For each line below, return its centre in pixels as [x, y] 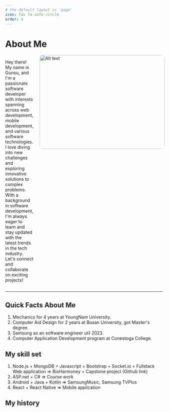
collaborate [17, 270]
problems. [15, 190]
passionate [16, 84]
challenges [16, 158]
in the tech [16, 248]
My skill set [23, 354]
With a [12, 195]
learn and [15, 227]
